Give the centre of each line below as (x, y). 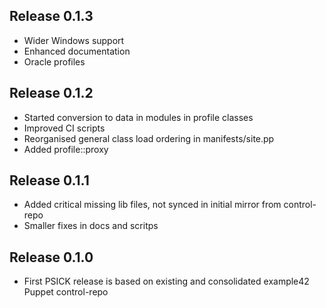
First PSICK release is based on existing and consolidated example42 (166, 281)
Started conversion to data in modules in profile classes (138, 117)
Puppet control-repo (66, 292)
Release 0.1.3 (51, 16)
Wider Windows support (74, 40)
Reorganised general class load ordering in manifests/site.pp (149, 138)
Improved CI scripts (64, 128)
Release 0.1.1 (49, 180)
